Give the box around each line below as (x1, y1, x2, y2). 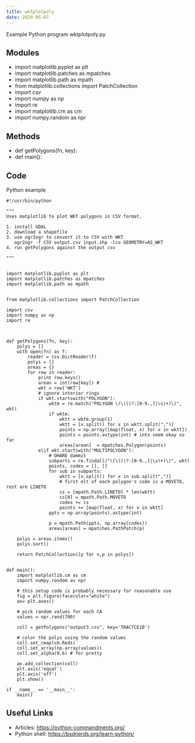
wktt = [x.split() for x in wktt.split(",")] (59, 421, 174, 427)
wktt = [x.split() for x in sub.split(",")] (59, 473, 171, 479)
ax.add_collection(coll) (17, 660, 78, 666)
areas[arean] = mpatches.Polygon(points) (59, 442, 166, 448)
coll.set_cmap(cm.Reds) (17, 640, 76, 646)
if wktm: (48, 411, 70, 417)
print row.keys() (37, 374, 81, 380)
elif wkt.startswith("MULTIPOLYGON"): (37, 447, 134, 454)
